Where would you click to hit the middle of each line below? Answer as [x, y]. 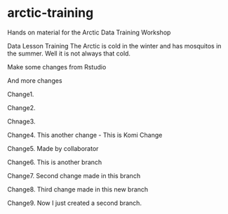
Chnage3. [21, 121]
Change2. [21, 107]
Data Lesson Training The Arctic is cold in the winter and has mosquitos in [114, 46]
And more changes [35, 80]
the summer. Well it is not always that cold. [69, 53]
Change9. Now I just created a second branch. [75, 203]
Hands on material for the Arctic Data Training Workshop [89, 32]
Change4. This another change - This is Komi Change [85, 135]
